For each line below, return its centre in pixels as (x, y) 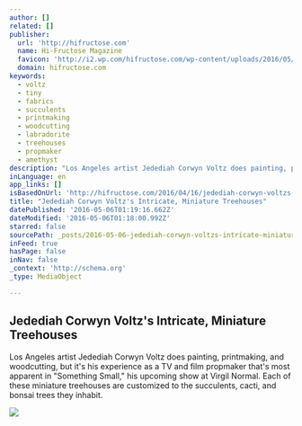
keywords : (28, 76)
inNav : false (34, 260)
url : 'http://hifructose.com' (74, 43)
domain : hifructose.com (62, 68)
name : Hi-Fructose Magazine (70, 51)
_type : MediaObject (46, 277)
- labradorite (44, 135)
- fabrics (36, 101)
